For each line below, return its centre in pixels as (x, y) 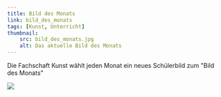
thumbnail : (23, 33)
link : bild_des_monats (40, 20)
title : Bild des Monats (41, 14)
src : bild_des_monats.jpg (57, 39)
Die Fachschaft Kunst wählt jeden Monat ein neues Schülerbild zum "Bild (111, 65)
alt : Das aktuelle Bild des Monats (71, 46)
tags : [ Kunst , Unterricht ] (46, 26)
